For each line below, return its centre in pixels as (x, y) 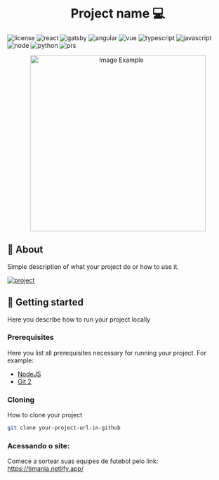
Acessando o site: (39, 446)
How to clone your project (45, 415)
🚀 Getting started (46, 302)
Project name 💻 (118, 14)
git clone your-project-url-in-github (64, 428)
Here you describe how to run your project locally (79, 319)
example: (20, 360)
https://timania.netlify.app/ (46, 469)
